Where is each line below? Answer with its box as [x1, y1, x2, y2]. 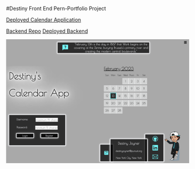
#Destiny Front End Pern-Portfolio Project [6, 5, 107, 12]
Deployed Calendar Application [6, 16, 81, 23]
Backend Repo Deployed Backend [6, 27, 88, 35]
